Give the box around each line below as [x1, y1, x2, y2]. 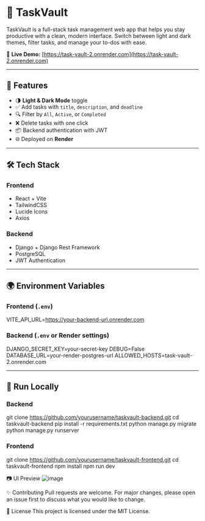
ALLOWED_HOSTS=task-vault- [114, 351, 193, 359]
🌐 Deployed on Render [15, 135, 74, 142]
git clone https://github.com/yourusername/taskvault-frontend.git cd [6, 456, 179, 463]
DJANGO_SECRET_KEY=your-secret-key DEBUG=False [6, 345, 145, 352]
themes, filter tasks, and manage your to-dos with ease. [6, 38, 147, 46]
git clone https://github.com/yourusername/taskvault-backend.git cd [6, 414, 179, 421]
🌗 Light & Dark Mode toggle [15, 97, 88, 104]
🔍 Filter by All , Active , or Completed [15, 110, 106, 118]
